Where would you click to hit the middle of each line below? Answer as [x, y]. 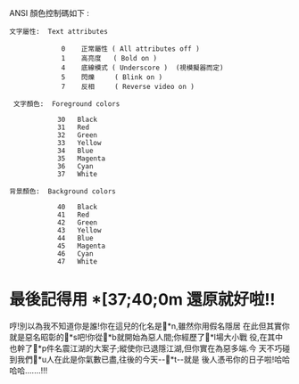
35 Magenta [81, 159]
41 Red [73, 215]
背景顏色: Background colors [62, 192]
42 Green [77, 223]
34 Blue [75, 151]
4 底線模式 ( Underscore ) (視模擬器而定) [142, 68]
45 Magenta [81, 246]
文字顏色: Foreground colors [66, 104]
